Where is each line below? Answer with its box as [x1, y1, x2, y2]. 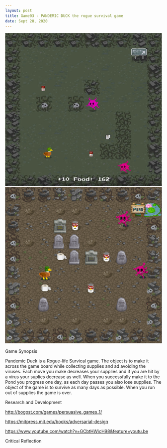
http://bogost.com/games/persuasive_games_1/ [5, 409, 102, 415]
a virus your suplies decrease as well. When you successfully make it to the [5, 374, 160, 380]
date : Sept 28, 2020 [5, 18, 48, 23]
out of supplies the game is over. [5, 390, 72, 396]
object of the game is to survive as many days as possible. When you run [5, 384, 155, 391]
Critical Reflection [5, 438, 42, 444]
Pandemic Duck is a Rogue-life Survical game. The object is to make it [5, 358, 149, 364]
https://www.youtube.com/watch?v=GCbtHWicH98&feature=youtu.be [5, 429, 149, 435]
